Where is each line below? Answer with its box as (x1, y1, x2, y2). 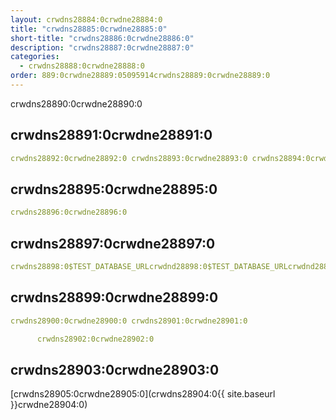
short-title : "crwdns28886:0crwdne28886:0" (10, 33, 195, 43)
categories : (10, 52, 60, 62)
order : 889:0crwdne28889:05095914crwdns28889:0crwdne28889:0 (10, 71, 271, 81)
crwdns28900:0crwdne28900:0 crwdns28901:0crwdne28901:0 (10, 316, 248, 326)
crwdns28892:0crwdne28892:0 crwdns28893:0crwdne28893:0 (10, 153, 248, 163)
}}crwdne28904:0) (10, 399, 88, 411)
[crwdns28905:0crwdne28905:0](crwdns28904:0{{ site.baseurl (10, 388, 276, 400)
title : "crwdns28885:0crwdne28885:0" (10, 24, 168, 34)
